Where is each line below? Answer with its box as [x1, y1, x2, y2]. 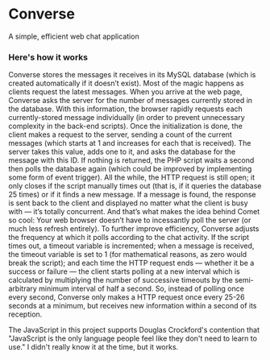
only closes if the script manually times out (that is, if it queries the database [8, 181, 262, 191]
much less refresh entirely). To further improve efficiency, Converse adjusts [8, 224, 260, 234]
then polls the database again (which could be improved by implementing [8, 164, 252, 174]
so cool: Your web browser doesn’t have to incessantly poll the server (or [8, 215, 251, 226]
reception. [8, 309, 43, 319]
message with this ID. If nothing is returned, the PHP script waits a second [8, 155, 255, 165]
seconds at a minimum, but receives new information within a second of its [8, 301, 257, 311]
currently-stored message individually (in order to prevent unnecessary [8, 113, 246, 122]
